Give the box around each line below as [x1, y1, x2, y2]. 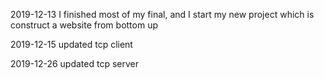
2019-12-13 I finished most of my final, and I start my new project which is [10, 9, 315, 20]
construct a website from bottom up [10, 19, 159, 31]
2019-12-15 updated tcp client [10, 39, 133, 50]
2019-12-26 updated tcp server [10, 58, 139, 69]
